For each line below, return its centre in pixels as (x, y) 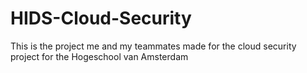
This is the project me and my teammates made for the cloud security (153, 46)
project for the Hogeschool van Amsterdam (99, 56)
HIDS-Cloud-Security (101, 18)
